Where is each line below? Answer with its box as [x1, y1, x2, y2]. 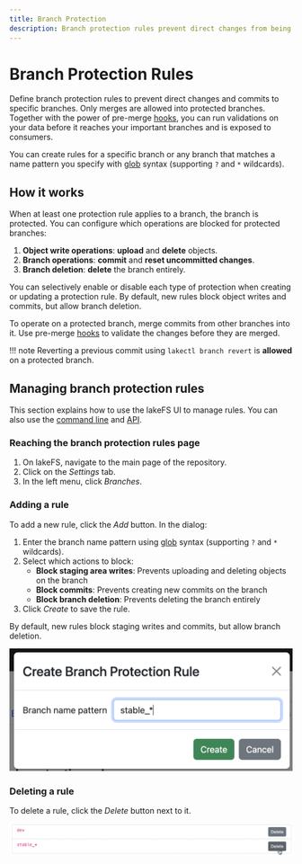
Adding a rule [9, 499, 69, 512]
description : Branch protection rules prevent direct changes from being [9, 23, 292, 33]
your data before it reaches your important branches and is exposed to [9, 122, 271, 133]
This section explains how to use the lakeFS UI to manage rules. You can [9, 405, 279, 415]
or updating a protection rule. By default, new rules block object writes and [9, 291, 287, 302]
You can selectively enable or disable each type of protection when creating [9, 281, 292, 292]
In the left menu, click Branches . [22, 477, 142, 487]
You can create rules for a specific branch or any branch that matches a [9, 149, 276, 160]
